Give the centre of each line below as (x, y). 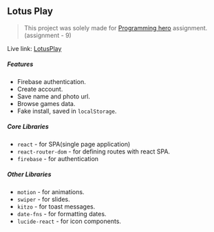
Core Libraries (28, 127)
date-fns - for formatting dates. (62, 213)
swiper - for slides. (43, 199)
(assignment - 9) (48, 35)
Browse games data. (46, 103)
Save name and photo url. (54, 96)
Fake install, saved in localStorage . (67, 111)
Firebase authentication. (51, 81)
